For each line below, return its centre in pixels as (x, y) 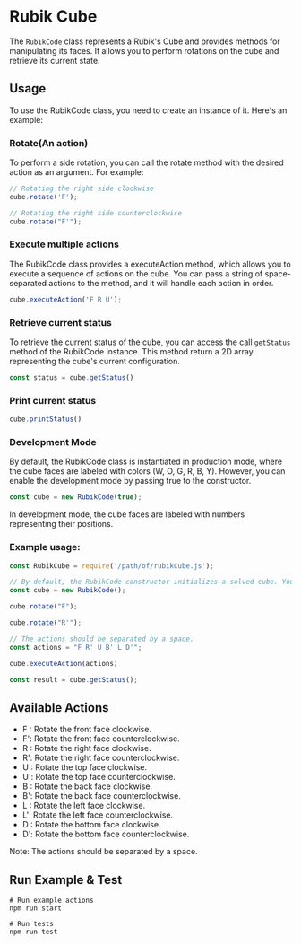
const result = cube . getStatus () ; (74, 679)
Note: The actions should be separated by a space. (104, 852)
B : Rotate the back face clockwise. (87, 786)
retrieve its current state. (55, 60)
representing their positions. (61, 524)
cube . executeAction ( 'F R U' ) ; (66, 299)
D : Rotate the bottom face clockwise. (91, 825)
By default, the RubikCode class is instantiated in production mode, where (146, 462)
